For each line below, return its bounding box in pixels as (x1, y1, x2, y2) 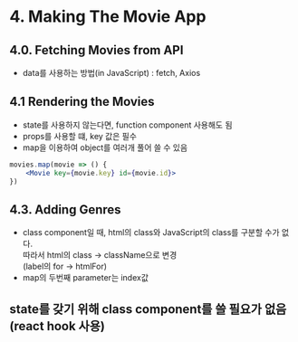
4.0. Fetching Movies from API (9, 43, 184, 58)
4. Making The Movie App (9, 6, 207, 27)
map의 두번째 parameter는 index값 (22, 272, 149, 283)
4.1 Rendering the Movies (9, 94, 156, 109)
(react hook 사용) (9, 318, 106, 334)
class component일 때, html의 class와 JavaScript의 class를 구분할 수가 (22, 227, 280, 238)
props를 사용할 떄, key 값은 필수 (22, 130, 138, 141)
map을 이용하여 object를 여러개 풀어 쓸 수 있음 (22, 142, 188, 153)
